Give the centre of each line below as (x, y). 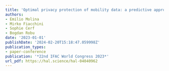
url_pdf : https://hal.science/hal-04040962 (52, 61)
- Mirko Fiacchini (24, 24)
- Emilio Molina (22, 19)
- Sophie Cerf (20, 28)
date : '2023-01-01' (26, 38)
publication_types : (26, 47)
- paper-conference (26, 51)
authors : (14, 14)
